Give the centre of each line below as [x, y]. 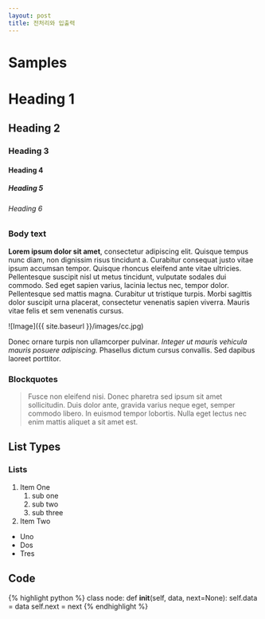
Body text [27, 234]
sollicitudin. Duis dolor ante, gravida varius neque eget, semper [131, 405]
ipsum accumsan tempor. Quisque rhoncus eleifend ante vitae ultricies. [125, 268]
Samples [38, 63]
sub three [47, 512]
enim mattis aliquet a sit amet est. [83, 422]
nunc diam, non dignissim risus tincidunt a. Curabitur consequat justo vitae [131, 259]
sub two [45, 504]
